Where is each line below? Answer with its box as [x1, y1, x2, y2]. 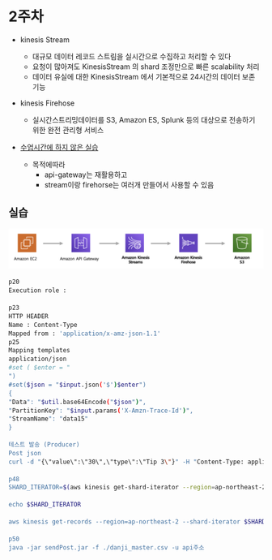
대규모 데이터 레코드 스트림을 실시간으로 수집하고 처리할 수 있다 [32, 51, 232, 61]
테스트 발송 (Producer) [8, 441, 80, 449]
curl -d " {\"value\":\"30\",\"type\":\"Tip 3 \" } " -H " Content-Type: [8, 458, 244, 466]
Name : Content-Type [8, 321, 79, 329]
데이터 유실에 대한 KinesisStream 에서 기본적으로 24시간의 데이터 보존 [32, 71, 256, 81]
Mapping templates [8, 347, 70, 355]
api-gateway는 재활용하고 [44, 170, 128, 179]
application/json [8, 355, 67, 364]
